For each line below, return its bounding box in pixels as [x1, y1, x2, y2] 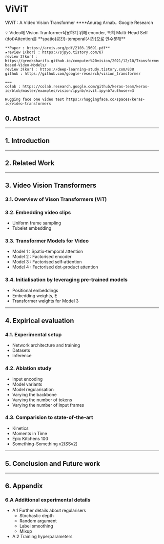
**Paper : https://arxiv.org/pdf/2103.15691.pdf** [5, 45, 110, 50]
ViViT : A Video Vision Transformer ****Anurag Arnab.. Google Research [5, 20, 154, 25]
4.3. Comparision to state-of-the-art [5, 414, 94, 421]
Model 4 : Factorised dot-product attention [12, 264, 99, 270]
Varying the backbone [12, 392, 57, 397]
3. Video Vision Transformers [5, 181, 97, 189]
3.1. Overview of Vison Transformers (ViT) [5, 196, 107, 202]
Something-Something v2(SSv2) [12, 441, 78, 447]
